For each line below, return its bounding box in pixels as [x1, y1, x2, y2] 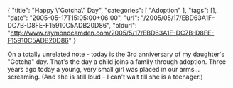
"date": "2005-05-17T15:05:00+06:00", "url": [7, 13, 140, 22]
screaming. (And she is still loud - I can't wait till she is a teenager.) [7, 72, 204, 81]
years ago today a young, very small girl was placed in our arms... [7, 65, 200, 73]
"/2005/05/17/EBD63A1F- [141, 13, 215, 22]
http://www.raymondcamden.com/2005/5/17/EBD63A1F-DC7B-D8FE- [10, 28, 215, 37]
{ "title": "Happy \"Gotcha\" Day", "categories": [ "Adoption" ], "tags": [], [7, 6, 217, 14]
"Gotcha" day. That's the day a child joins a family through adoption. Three [7, 57, 226, 66]
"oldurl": [112, 21, 137, 29]
